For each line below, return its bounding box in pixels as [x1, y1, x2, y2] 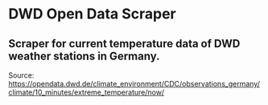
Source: [8, 71, 35, 80]
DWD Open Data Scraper [8, 5, 176, 23]
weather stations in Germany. [8, 49, 160, 63]
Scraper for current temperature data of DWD [8, 37, 241, 50]
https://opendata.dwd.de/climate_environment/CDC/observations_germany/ [8, 79, 260, 88]
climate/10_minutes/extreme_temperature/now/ [8, 87, 165, 97]
